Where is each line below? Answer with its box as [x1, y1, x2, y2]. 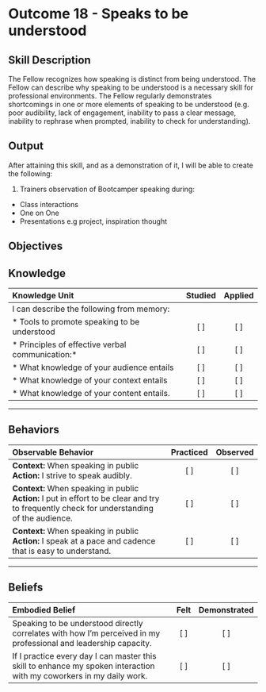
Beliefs [8, 581, 44, 594]
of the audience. [12, 513, 73, 524]
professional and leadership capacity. [12, 637, 152, 648]
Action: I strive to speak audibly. [12, 470, 133, 481]
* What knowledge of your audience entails [12, 362, 174, 373]
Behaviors [8, 423, 59, 436]
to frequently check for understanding [12, 502, 154, 513]
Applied [223, 290, 254, 302]
